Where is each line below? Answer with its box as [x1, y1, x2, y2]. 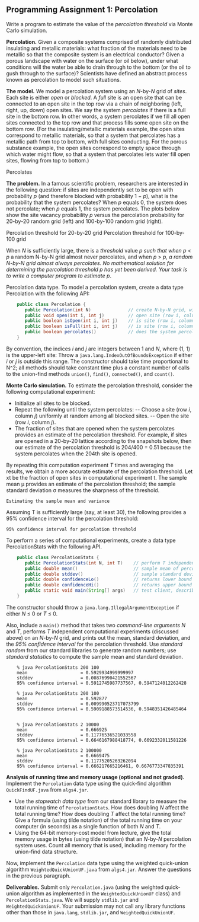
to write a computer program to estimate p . [6, 272, 111, 279]
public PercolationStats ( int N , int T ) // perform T [24, 560, 166, 566]
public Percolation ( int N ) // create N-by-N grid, [24, 307, 187, 313]
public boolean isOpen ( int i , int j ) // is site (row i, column [24, 318, 195, 324]
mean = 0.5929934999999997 [17, 669, 134, 675]
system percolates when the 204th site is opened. [14, 450, 137, 457]
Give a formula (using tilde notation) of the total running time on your [14, 816, 182, 824]
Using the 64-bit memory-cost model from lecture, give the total [14, 829, 172, 836]
